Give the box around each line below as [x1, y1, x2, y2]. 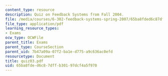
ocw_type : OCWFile [5, 35, 43, 40]
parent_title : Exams [5, 40, 48, 45]
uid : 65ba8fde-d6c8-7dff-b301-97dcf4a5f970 [5, 63, 97, 68]
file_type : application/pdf [5, 21, 64, 26]
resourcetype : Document [5, 53, 55, 59]
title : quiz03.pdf [5, 58, 43, 63]
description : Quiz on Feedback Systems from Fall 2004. [5, 12, 124, 17]
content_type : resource [5, 7, 55, 12]
